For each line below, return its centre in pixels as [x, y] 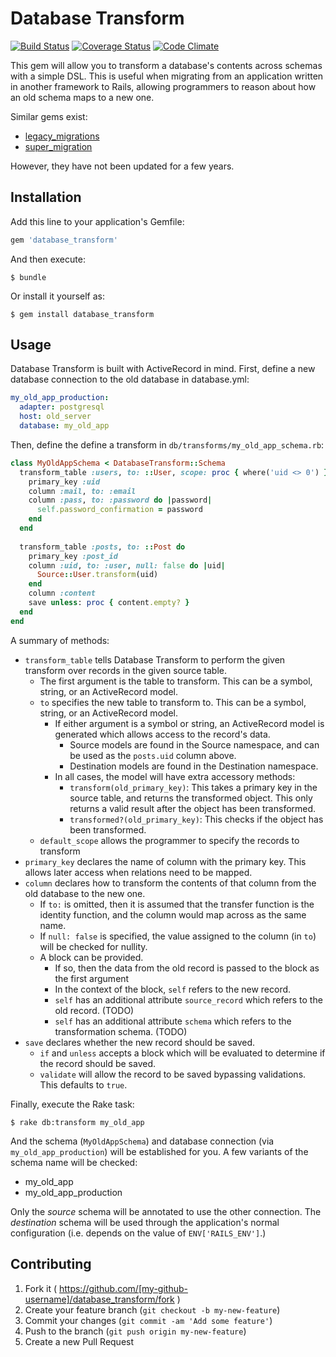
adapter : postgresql [62, 407]
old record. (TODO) [94, 1010]
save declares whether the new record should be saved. [140, 1042]
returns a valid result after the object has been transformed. [193, 808]
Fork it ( [41, 1288]
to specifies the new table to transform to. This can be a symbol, [173, 702]
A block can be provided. [91, 957]
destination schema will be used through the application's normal [145, 1222]
